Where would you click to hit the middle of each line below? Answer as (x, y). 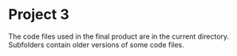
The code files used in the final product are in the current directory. (119, 36)
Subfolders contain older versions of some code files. (97, 44)
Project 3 (39, 15)
